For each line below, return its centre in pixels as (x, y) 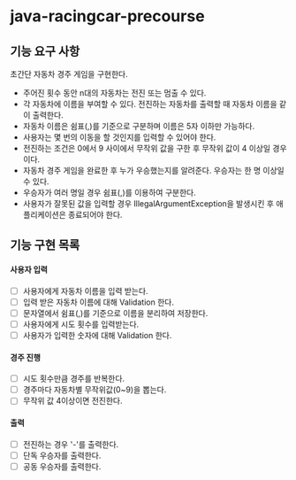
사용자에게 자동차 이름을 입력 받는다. (85, 290)
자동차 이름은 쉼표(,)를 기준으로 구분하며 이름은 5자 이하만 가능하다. (139, 126)
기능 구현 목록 (45, 245)
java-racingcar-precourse (108, 16)
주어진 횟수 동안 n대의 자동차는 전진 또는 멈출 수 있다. (114, 93)
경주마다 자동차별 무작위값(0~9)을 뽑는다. (95, 390)
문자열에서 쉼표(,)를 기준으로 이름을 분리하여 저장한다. (115, 313)
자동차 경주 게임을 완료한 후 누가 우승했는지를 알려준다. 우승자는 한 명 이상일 (154, 170)
